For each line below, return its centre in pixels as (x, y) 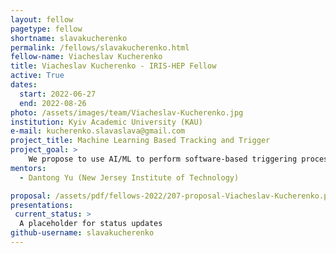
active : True (37, 76)
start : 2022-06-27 (58, 94)
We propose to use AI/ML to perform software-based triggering (163, 159)
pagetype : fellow (46, 29)
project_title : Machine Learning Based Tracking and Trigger (140, 141)
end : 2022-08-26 (53, 103)
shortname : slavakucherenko (69, 38)
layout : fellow (42, 19)
